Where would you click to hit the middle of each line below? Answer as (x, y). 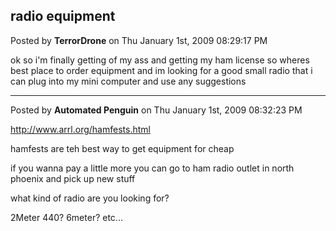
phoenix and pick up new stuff (73, 178)
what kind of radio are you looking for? (90, 198)
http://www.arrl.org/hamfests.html (80, 129)
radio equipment (63, 16)
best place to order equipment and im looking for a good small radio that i (161, 70)
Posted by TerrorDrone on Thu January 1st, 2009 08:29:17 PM (139, 40)
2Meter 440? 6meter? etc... (66, 217)
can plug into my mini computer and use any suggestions (128, 81)
